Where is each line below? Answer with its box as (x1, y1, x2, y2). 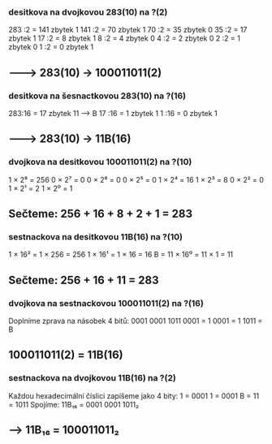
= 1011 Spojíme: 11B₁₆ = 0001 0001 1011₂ (8, 399, 140, 409)
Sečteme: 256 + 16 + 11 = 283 (8, 273, 160, 287)
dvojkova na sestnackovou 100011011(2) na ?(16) (8, 297, 205, 308)
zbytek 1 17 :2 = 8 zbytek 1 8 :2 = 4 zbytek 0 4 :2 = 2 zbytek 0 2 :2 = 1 (8, 33, 241, 43)
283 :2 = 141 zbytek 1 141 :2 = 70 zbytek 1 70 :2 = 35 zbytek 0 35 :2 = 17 (8, 25, 248, 35)
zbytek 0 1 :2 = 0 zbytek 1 (8, 42, 94, 52)
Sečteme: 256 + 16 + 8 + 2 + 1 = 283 (8, 207, 193, 221)
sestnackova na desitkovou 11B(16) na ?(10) (8, 231, 183, 242)
